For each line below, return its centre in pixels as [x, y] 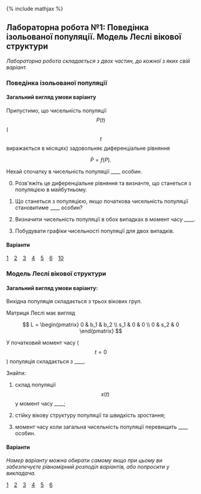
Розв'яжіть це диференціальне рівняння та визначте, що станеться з [103, 183]
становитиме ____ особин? [49, 208]
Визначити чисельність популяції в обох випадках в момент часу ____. [105, 219]
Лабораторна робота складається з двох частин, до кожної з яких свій [98, 61]
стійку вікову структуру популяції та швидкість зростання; [90, 415]
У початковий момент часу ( [43, 343]
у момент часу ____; [40, 404]
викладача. [21, 473]
